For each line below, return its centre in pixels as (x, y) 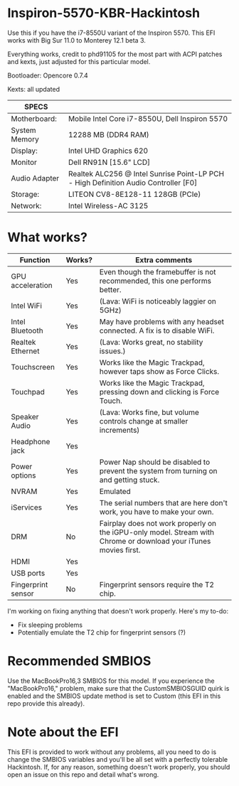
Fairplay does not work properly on (158, 523)
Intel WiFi (27, 306)
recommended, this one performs (155, 281)
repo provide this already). (46, 703)
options (23, 475)
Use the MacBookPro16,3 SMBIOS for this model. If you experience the (111, 681)
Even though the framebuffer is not (158, 271)
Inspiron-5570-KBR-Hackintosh (104, 13)
